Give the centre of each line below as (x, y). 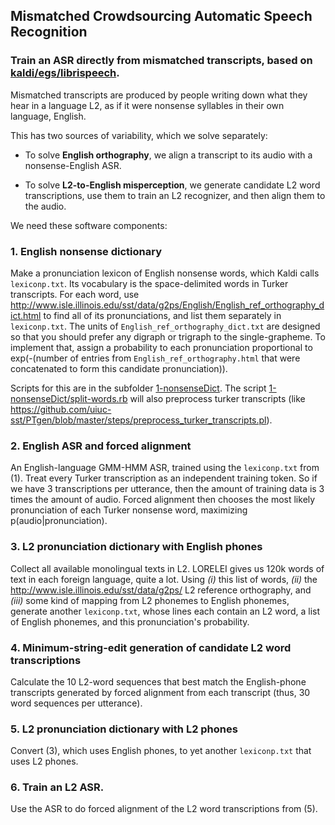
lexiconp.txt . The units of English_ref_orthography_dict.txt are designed (165, 326)
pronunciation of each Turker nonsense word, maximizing (129, 510)
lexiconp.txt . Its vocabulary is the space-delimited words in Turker (149, 283)
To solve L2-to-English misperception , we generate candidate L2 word (172, 185)
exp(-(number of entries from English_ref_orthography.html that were (155, 358)
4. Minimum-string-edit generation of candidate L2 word (151, 647)
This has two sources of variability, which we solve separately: (139, 135)
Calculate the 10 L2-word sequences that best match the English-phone (158, 681)
